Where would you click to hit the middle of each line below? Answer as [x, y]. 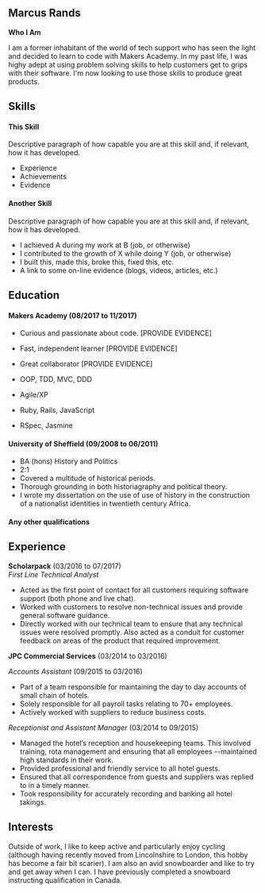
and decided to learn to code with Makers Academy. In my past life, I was [128, 56]
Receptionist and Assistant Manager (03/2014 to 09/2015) [104, 728]
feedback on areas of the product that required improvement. [120, 640]
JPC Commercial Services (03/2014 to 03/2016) [88, 656]
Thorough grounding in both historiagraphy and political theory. [123, 487]
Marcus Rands [44, 13]
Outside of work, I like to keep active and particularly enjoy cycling [117, 846]
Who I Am [25, 32]
